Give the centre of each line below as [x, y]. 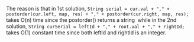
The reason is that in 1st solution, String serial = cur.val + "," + [88, 9]
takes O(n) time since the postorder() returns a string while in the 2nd [91, 20]
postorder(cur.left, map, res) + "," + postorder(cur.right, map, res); [98, 14]
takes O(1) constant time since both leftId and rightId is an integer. [86, 33]
